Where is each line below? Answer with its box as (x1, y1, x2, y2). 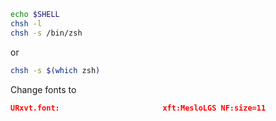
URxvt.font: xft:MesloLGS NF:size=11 (10, 103, 267, 113)
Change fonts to (10, 83, 77, 95)
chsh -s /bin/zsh (10, 28, 83, 38)
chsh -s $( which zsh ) (10, 65, 101, 75)
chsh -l (10, 18, 43, 29)
